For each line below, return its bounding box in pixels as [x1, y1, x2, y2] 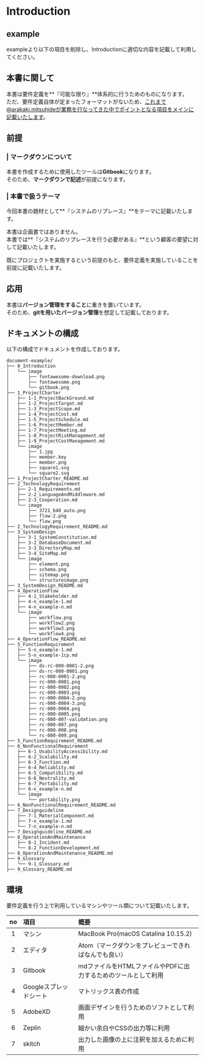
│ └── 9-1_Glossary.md [6, 861, 70, 867]
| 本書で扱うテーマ [6, 192, 60, 201]
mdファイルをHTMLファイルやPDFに [78, 962, 184, 970]
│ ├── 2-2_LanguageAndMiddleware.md [6, 491, 105, 498]
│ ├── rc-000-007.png [6, 722, 78, 728]
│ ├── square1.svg [6, 465, 70, 471]
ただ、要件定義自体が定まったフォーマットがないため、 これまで [6, 98, 167, 105]
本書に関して [6, 73, 55, 83]
